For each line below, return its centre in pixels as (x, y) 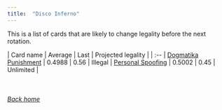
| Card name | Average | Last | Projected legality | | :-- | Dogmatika (103, 55)
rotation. (19, 41)
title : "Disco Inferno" (43, 14)
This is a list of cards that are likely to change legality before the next (107, 34)
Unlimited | (23, 69)
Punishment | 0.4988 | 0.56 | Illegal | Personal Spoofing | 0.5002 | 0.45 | (111, 62)
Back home (24, 99)
